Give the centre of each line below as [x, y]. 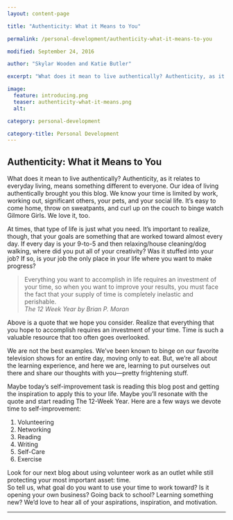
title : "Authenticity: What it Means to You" [74, 26]
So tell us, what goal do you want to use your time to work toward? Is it [108, 487]
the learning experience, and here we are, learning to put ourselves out [109, 365]
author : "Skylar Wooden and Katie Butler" [69, 64]
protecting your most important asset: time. [69, 480]
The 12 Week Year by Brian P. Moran [77, 309]
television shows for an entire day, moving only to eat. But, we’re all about [112, 359]
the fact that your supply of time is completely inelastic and [109, 294]
